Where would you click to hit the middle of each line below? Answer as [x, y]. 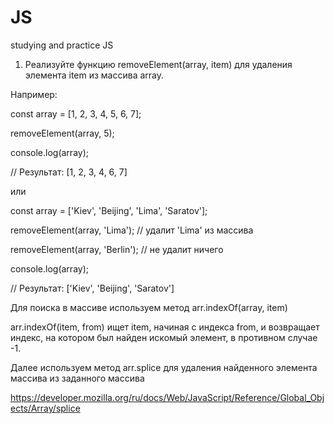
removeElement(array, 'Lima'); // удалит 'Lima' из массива [132, 230]
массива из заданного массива [77, 378]
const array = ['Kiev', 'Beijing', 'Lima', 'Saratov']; [109, 210]
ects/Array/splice [45, 408]
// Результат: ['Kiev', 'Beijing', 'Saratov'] [92, 288]
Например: [34, 94]
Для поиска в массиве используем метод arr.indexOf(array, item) [149, 307]
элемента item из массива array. [94, 75]
